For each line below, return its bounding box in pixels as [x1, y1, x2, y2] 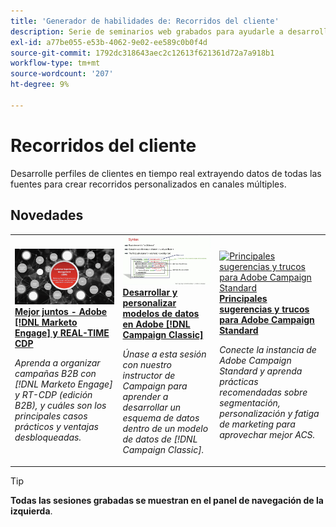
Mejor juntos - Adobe [14, 305, 108, 317]
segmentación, [219, 397, 281, 409]
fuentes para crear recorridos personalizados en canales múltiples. [10, 178, 287, 190]
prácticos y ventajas [14, 420, 99, 432]
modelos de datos [122, 308, 200, 320]
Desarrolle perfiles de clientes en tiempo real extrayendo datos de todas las [10, 167, 322, 179]
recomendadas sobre [219, 386, 308, 399]
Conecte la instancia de [219, 344, 317, 356]
